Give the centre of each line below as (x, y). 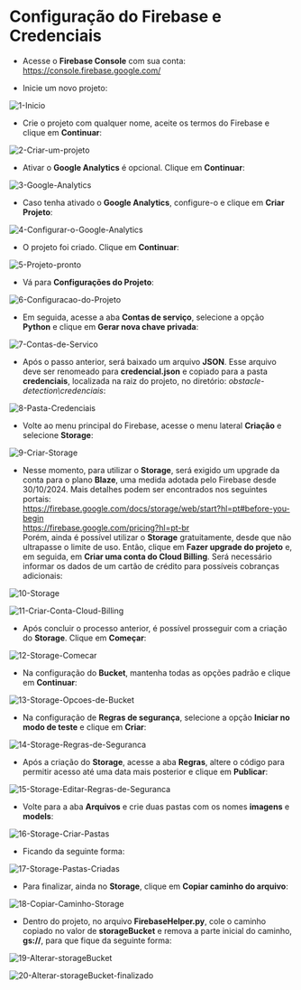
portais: (36, 499)
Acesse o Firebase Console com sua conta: (104, 61)
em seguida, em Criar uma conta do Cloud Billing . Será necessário (147, 556)
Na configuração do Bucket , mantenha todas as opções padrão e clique (156, 672)
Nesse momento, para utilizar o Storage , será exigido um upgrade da (151, 470)
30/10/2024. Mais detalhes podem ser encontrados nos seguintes (145, 489)
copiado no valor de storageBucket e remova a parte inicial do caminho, (157, 930)
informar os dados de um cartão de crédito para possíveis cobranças (150, 565)
